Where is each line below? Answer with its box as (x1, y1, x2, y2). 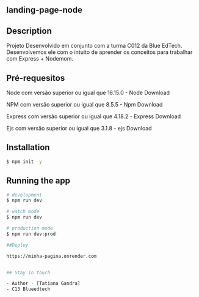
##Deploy (6, 242, 29, 248)
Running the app (6, 176, 70, 186)
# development (6, 192, 43, 198)
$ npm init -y (6, 159, 43, 165)
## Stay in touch (6, 269, 51, 276)
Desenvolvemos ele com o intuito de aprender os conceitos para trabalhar (6, 48, 193, 56)
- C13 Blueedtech (6, 286, 51, 293)
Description (6, 26, 52, 36)
